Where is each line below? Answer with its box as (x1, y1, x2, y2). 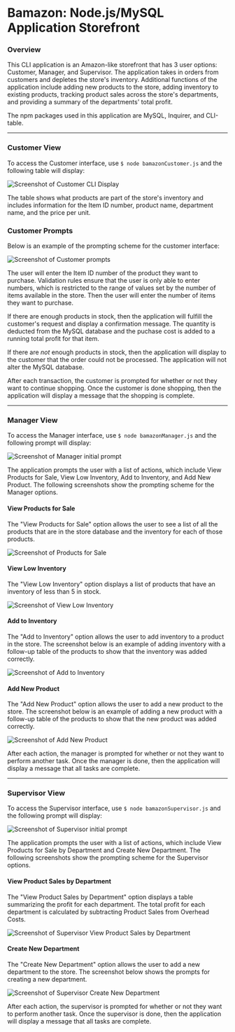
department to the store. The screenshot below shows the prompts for (7, 968, 210, 976)
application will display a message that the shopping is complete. (7, 391, 194, 400)
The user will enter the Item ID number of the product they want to (7, 269, 198, 277)
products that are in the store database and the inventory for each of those (7, 527, 223, 536)
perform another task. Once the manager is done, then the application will (7, 757, 220, 765)
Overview (7, 45, 41, 55)
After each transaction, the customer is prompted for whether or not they (7, 377, 218, 385)
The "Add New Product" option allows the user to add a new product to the (7, 700, 224, 709)
